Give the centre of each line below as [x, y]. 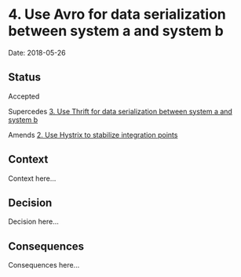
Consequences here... [44, 265]
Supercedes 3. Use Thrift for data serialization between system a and [120, 111]
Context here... [32, 178]
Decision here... [33, 221]
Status [25, 77]
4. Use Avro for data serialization [117, 14]
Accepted [24, 96]
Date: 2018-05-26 [37, 52]
